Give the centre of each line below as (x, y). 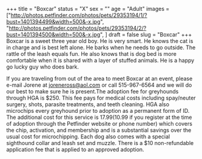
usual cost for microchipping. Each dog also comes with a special (88, 137)
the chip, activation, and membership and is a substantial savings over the (99, 130)
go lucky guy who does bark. (43, 67)
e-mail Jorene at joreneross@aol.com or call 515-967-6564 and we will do (99, 85)
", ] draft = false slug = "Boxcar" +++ (146, 35)
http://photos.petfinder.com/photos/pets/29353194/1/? (79, 15)
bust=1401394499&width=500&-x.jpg (53, 22)
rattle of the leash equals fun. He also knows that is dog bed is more (92, 54)
